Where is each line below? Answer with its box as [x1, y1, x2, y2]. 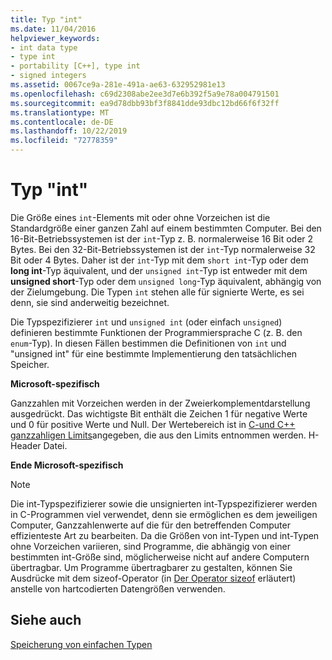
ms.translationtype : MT [10, 107, 110, 118]
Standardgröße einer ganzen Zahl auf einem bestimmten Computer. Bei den [10, 222, 322, 234]
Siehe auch [10, 612, 82, 629]
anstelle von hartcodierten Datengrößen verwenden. [10, 582, 226, 595]
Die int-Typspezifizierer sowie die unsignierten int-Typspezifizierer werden [10, 497, 318, 510]
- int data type [10, 42, 78, 53]
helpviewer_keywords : [10, 33, 101, 43]
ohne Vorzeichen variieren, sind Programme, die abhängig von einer [10, 540, 292, 552]
